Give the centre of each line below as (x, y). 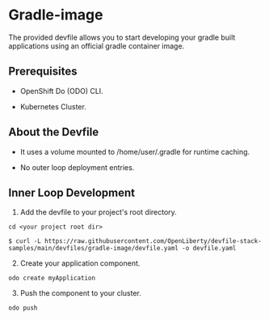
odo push (23, 308)
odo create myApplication (52, 278)
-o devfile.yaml (209, 249)
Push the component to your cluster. (80, 293)
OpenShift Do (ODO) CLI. (61, 91)
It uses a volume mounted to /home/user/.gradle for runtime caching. (135, 151)
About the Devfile (54, 132)
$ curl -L (25, 241)
